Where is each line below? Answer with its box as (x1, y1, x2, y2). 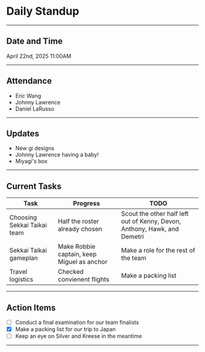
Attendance (6, 76, 52, 86)
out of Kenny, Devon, (121, 217, 181, 226)
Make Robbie (57, 243, 96, 251)
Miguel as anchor (57, 258, 108, 266)
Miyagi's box (15, 158, 48, 165)
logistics (9, 275, 34, 284)
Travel (9, 268, 27, 276)
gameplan (9, 254, 38, 262)
